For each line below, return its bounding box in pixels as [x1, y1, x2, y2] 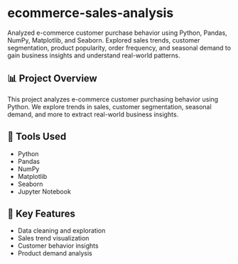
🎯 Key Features [7, 207, 76, 219]
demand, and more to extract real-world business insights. [7, 110, 179, 119]
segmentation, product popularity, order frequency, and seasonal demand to [7, 43, 232, 52]
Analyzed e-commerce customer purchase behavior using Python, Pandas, [7, 28, 227, 37]
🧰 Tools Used [7, 131, 67, 143]
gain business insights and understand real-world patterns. [7, 51, 180, 60]
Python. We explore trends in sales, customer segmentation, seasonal [7, 102, 212, 111]
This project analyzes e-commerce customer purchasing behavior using [7, 94, 219, 104]
